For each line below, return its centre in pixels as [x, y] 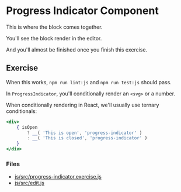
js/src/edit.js [29, 183]
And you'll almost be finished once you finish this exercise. [77, 49]
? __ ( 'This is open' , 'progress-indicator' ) [85, 133]
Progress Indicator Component [82, 11]
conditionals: [21, 111]
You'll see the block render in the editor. [54, 38]
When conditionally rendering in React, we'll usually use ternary [83, 105]
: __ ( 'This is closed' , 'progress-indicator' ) [87, 138]
